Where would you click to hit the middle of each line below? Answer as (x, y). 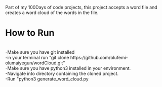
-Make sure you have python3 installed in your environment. (68, 68)
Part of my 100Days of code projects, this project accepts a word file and (82, 7)
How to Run (30, 33)
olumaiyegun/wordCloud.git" (35, 63)
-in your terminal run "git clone (37, 57)
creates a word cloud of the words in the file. (52, 13)
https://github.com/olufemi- (99, 57)
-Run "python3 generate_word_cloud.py (47, 79)
